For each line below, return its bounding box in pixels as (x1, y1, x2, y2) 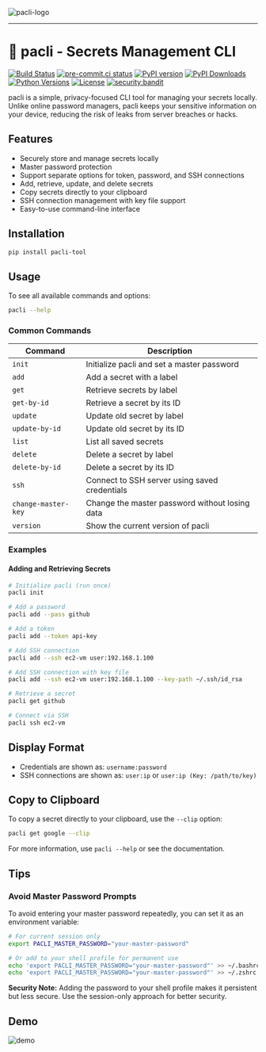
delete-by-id (12, 463, 62, 472)
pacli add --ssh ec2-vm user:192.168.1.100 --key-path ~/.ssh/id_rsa (8, 675, 243, 683)
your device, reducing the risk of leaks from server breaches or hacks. (8, 109, 238, 119)
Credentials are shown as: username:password (19, 762, 168, 771)
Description (147, 346, 192, 357)
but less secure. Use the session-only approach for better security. (8, 992, 227, 1001)
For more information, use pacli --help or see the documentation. (8, 844, 226, 854)
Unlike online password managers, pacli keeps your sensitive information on (8, 101, 257, 110)
